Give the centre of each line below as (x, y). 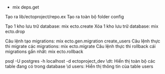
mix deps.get (26, 7)
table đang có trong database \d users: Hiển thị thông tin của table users (79, 66)
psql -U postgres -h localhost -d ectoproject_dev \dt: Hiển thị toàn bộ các (80, 61)
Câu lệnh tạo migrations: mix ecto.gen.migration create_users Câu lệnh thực (83, 41)
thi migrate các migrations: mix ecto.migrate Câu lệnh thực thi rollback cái (81, 46)
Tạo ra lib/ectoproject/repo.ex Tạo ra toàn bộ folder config (65, 17)
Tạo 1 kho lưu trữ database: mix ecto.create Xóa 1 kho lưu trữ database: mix (82, 26)
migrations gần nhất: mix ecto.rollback (44, 52)
